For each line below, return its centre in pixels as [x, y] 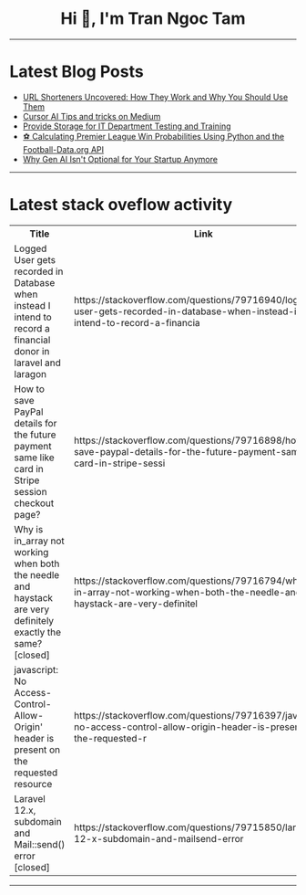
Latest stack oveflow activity [121, 205]
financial [32, 340]
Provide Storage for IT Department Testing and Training [127, 126]
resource [33, 784]
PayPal [29, 412]
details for [36, 423]
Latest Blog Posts [76, 72]
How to [30, 389]
